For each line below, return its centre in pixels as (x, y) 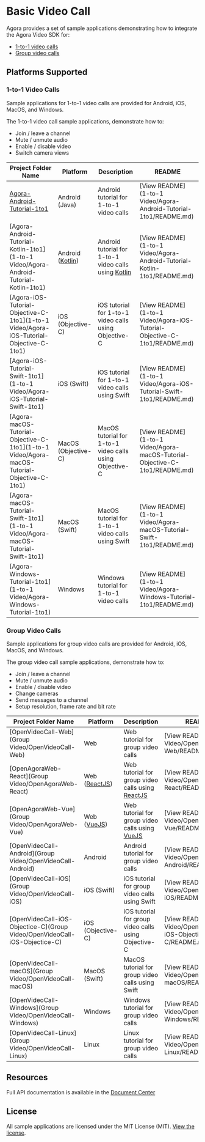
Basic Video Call (48, 11)
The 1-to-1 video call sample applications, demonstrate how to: (85, 121)
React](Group (29, 776)
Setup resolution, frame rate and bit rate (65, 706)
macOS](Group (31, 971)
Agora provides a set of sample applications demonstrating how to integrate (102, 28)
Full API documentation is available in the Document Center (81, 1092)
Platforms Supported (47, 72)
